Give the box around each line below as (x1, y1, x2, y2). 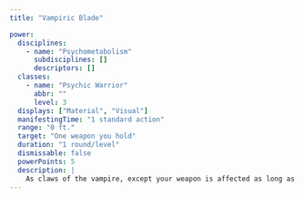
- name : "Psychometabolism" (25, 47, 132, 56)
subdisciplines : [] (33, 56, 107, 65)
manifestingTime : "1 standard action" (17, 115, 166, 124)
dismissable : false (17, 149, 92, 158)
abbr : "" (33, 89, 67, 99)
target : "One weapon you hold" (17, 131, 137, 141)
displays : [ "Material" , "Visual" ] (17, 106, 148, 115)
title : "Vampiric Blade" (9, 13, 104, 23)
